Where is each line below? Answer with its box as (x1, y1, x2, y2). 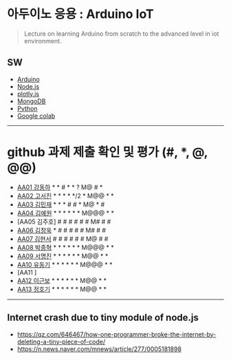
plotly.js (16, 89, 40, 98)
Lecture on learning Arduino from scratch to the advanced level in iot (23, 29, 219, 38)
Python (16, 104, 38, 112)
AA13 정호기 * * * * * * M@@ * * (16, 285, 107, 293)
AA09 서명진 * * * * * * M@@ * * (16, 252, 109, 260)
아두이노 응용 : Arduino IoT (7, 6, 154, 22)
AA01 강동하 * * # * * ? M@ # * (16, 183, 103, 191)
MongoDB (16, 97, 46, 105)
